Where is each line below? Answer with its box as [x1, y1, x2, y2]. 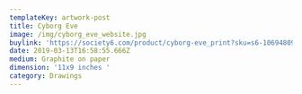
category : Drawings [9, 72, 83, 81]
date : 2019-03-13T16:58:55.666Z [9, 47, 130, 56]
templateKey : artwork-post [9, 13, 111, 22]
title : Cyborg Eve [9, 21, 78, 30]
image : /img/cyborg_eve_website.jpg [9, 30, 147, 38]
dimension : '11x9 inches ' [9, 64, 111, 73]
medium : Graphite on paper [9, 55, 111, 64]
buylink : [9, 38, 42, 47]
